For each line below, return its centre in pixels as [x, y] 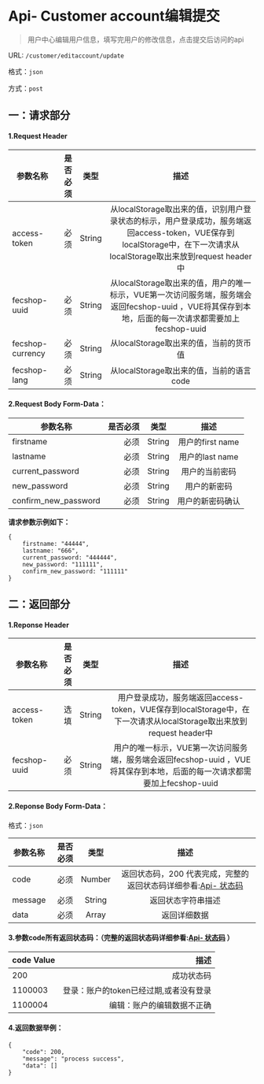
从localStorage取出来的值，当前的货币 [180, 343]
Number [96, 879]
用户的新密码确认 [209, 501]
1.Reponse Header [38, 625]
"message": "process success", [73, 1059]
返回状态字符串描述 [185, 900]
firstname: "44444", [56, 544]
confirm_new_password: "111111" [75, 571]
